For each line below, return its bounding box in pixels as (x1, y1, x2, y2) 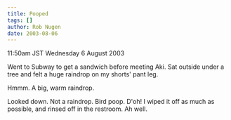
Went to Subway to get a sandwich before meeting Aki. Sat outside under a (7, 62, 225, 71)
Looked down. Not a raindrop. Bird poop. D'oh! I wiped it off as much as (7, 98, 215, 106)
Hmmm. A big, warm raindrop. (7, 84, 95, 92)
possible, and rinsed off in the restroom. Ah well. (7, 105, 147, 113)
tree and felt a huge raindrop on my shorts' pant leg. (7, 70, 159, 79)
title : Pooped (7, 10, 49, 18)
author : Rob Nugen (7, 23, 61, 30)
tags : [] (7, 17, 33, 24)
